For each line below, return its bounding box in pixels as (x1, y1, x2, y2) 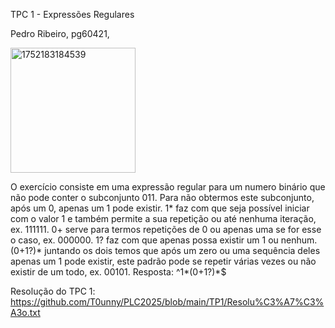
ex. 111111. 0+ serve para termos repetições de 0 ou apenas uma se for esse (10, 224, 322, 235)
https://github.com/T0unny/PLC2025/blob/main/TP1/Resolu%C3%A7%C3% (10, 296, 325, 308)
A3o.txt (10, 307, 41, 318)
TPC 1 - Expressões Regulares (10, 9, 135, 20)
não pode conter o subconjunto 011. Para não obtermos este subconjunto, (10, 192, 315, 203)
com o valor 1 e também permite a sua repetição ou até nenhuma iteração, (10, 213, 317, 224)
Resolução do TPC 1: (10, 285, 96, 297)
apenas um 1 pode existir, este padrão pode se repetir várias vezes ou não (10, 255, 317, 267)
